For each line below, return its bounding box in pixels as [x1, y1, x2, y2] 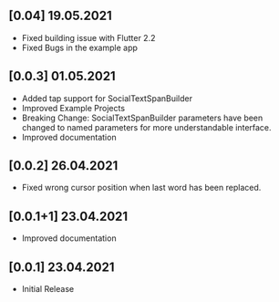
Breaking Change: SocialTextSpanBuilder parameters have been [21, 112, 263, 123]
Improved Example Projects [21, 102, 125, 113]
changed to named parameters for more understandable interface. [21, 121, 272, 132]
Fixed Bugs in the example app [21, 42, 139, 53]
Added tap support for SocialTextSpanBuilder [21, 92, 193, 104]
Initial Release [21, 284, 75, 295]
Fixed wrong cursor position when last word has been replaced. [21, 182, 262, 193]
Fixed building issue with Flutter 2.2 [21, 32, 156, 43]
